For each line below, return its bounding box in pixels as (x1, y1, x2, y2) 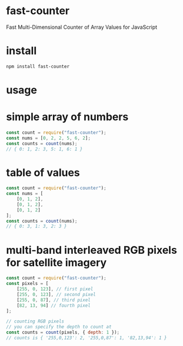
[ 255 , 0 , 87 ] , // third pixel (16, 297, 91, 303)
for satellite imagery (6, 256, 107, 269)
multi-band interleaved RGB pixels (6, 243, 178, 257)
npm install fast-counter (6, 63, 69, 69)
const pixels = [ (6, 281, 49, 287)
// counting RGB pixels (6, 318, 65, 324)
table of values (6, 166, 81, 179)
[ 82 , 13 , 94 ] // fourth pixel (16, 303, 91, 308)
